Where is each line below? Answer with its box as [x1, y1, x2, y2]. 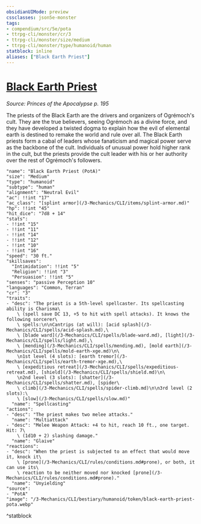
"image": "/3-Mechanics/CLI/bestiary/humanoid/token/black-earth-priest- [6, 496, 196, 502]
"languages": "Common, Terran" [6, 285, 85, 291]
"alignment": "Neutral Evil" [6, 189, 79, 195]
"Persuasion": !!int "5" [11, 274, 74, 280]
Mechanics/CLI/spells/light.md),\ [6, 337, 93, 343]
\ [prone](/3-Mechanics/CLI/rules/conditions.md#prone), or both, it [17, 459, 196, 465]
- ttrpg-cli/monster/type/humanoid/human [6, 43, 112, 49]
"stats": [6, 216, 28, 222]
